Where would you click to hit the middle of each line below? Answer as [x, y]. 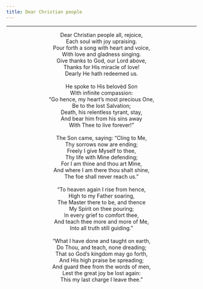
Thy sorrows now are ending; [101, 144]
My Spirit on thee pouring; [101, 208]
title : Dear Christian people [44, 12]
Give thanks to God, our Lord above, [101, 61]
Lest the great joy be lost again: [101, 273]
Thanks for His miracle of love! [101, 67]
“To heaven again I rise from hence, [101, 189]
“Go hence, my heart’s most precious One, [101, 99]
